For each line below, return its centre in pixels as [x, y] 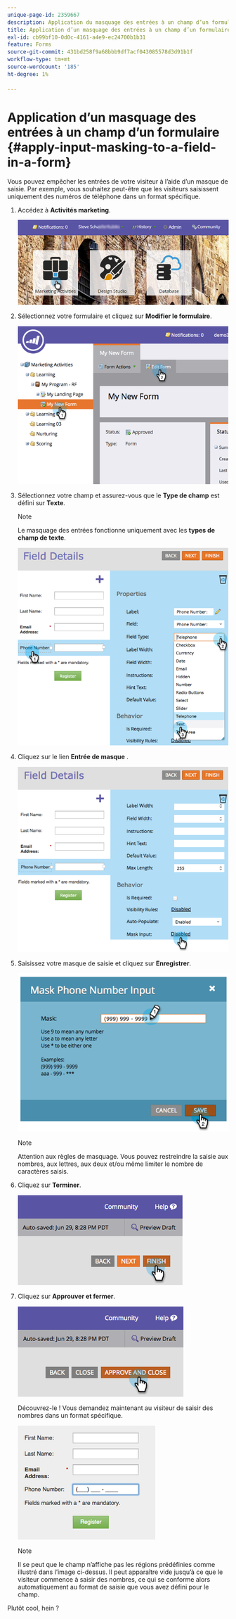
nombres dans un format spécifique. [70, 1416]
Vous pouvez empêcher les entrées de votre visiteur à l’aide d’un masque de [118, 182]
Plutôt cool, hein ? [33, 1608]
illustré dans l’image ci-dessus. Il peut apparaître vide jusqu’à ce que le [120, 1572]
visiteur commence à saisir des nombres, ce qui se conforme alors [114, 1580]
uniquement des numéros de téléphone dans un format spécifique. [104, 196]
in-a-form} [39, 162]
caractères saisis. [43, 1172]
